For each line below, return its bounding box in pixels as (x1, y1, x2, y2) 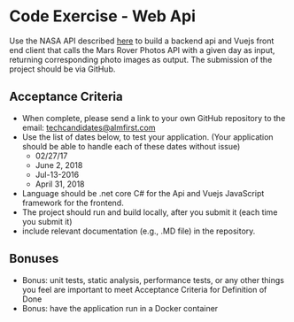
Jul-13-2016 (35, 169, 80, 180)
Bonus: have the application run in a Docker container (21, 303, 219, 313)
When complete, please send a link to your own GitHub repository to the (21, 112, 286, 123)
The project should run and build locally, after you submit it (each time (21, 206, 278, 218)
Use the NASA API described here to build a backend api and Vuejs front (9, 35, 275, 46)
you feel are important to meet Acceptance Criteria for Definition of (21, 284, 267, 295)
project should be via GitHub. (9, 64, 116, 74)
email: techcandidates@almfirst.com (21, 122, 156, 133)
